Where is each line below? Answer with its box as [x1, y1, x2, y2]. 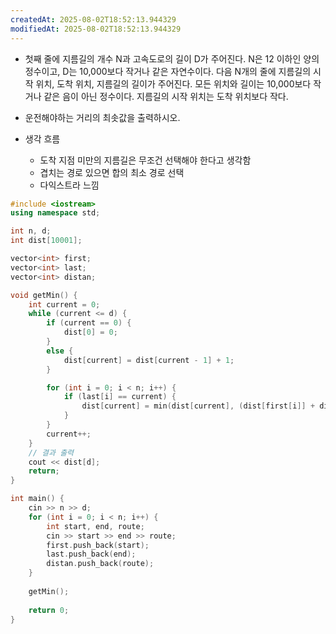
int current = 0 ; [28, 299, 101, 310]
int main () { [10, 494, 65, 504]
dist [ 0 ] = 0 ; [63, 327, 118, 338]
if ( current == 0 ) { [46, 318, 132, 328]
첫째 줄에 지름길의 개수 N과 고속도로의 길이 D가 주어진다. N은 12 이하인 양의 [24, 52, 320, 65]
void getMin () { [10, 290, 78, 300]
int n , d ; [10, 226, 52, 236]
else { [46, 346, 74, 356]
